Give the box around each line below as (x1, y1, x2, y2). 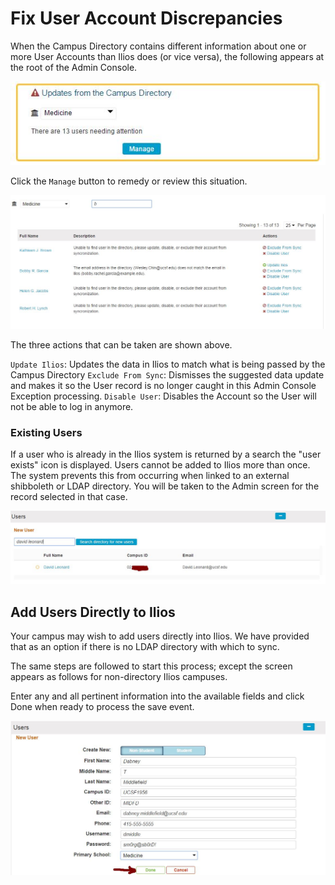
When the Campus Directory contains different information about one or (10, 40, 307, 52)
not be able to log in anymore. (10, 401, 134, 413)
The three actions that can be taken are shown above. (10, 339, 233, 351)
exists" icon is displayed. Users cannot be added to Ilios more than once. (10, 459, 311, 471)
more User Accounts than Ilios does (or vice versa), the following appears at (10, 50, 325, 62)
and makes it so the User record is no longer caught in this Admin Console (10, 380, 317, 392)
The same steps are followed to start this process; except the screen (10, 660, 293, 672)
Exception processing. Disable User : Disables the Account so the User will (10, 390, 317, 402)
